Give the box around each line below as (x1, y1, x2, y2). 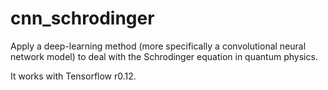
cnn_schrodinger (10, 7, 155, 30)
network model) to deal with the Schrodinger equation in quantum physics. (10, 50, 318, 62)
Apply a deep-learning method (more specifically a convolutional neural (10, 40, 307, 52)
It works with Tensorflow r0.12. (10, 70, 137, 82)
